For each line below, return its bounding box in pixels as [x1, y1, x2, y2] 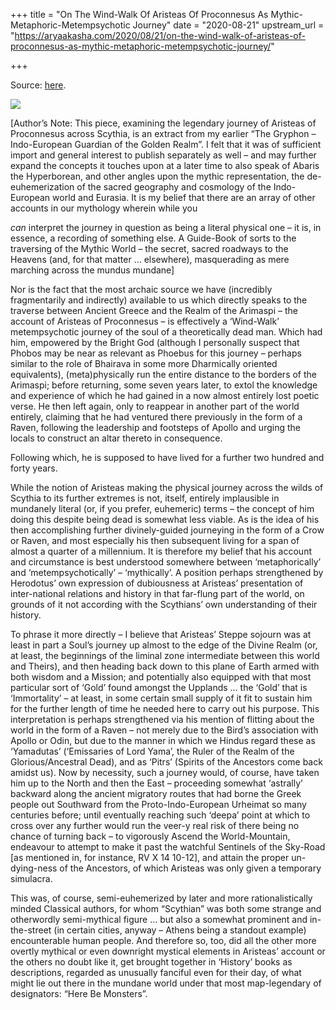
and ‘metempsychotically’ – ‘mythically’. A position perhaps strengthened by [10, 567, 324, 578]
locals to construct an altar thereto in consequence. [10, 432, 223, 444]
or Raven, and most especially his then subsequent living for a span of [10, 535, 300, 546]
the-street [10, 924, 52, 936]
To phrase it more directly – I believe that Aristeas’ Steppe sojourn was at [10, 629, 312, 640]
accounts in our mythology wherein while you [10, 202, 198, 214]
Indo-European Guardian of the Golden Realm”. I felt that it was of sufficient [10, 139, 322, 150]
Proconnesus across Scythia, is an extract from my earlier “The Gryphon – [10, 128, 317, 139]
